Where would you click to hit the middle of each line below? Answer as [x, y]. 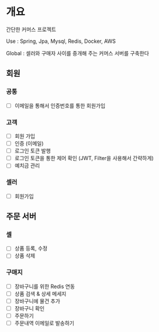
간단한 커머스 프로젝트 [31, 29]
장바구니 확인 [30, 308]
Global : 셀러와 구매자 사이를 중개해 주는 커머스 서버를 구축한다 [77, 53]
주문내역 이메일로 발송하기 [44, 323]
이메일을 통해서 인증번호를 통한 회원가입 [60, 106]
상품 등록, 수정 [31, 248]
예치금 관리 [27, 165]
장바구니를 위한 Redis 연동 [44, 286]
